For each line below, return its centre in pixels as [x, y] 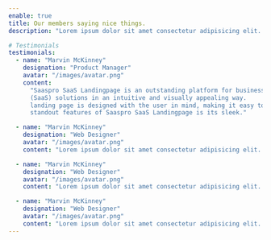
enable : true [30, 16]
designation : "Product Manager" [77, 68]
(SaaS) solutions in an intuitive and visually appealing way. [138, 97]
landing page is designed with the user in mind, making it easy [142, 106]
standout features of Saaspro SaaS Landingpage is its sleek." [138, 113]
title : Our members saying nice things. [77, 23]
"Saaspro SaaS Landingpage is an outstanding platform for [131, 90]
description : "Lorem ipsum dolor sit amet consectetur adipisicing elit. [135, 31]
